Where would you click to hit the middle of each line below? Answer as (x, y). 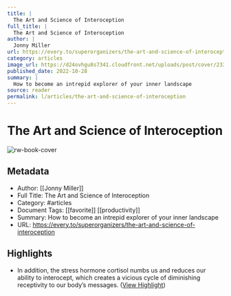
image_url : (23, 65)
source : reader (29, 90)
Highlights (30, 254)
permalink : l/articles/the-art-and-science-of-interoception (97, 97)
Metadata (28, 172)
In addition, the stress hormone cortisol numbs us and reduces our (111, 270)
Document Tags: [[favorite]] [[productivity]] (79, 210)
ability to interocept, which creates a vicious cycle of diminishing (109, 277)
